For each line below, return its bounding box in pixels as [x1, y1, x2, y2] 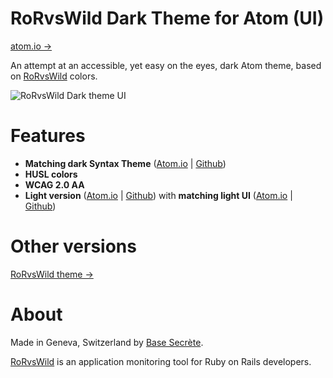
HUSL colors [24, 168, 78, 180]
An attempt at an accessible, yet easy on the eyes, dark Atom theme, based [10, 59, 322, 71]
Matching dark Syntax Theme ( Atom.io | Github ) [24, 157, 227, 169]
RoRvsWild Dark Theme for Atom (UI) [10, 7, 325, 30]
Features [10, 125, 86, 147]
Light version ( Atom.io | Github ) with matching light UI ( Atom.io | [24, 189, 293, 201]
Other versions [10, 235, 137, 258]
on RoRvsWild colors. [10, 70, 98, 82]
